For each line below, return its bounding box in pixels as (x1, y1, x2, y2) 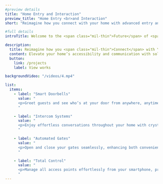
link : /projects (14, 61, 47, 65)
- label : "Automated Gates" (14, 136, 70, 141)
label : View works (14, 65, 51, 70)
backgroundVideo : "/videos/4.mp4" (5, 74, 75, 79)
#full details (5, 30, 34, 34)
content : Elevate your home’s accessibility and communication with (9, 51, 151, 56)
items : (9, 87, 23, 92)
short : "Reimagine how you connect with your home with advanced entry (5, 20, 153, 26)
